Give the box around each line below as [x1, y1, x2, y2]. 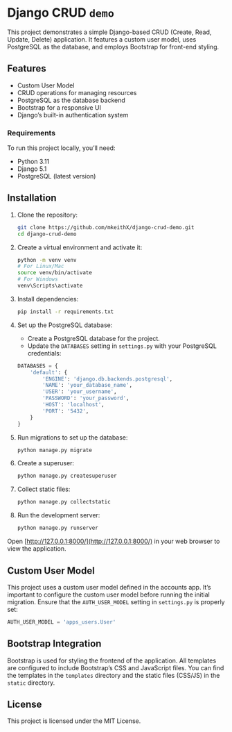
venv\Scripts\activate [17, 283, 83, 290]
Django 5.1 [17, 165, 47, 173]
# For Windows [17, 276, 58, 283]
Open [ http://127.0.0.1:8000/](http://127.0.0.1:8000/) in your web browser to [7, 537, 220, 546]
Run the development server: [17, 511, 100, 519]
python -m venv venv [17, 256, 77, 263]
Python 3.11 [17, 158, 50, 166]
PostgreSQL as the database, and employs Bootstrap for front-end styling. [7, 42, 220, 51]
